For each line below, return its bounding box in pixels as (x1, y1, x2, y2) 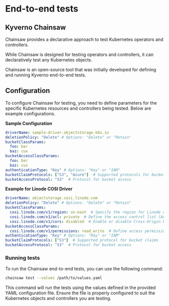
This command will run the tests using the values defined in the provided (5, 285, 156, 291)
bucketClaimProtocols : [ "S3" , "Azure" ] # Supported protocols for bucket (5, 172, 165, 177)
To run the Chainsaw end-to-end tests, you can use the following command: (5, 266, 163, 272)
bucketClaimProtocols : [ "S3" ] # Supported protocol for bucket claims (5, 238, 158, 243)
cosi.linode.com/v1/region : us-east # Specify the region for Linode (10, 210, 161, 215)
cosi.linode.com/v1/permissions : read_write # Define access (10, 228, 143, 234)
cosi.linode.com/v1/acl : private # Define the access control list (10, 214, 156, 219)
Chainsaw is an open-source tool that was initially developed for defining (5, 66, 156, 72)
